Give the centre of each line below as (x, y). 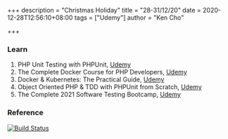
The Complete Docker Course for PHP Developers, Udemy (102, 72)
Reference (25, 113)
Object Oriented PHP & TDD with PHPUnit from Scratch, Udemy (109, 87)
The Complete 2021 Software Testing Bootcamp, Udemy (99, 95)
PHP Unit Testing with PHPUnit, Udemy (74, 65)
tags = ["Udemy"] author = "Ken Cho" (129, 18)
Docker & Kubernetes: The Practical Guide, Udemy (91, 79)
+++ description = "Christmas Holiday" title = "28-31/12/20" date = (104, 10)
